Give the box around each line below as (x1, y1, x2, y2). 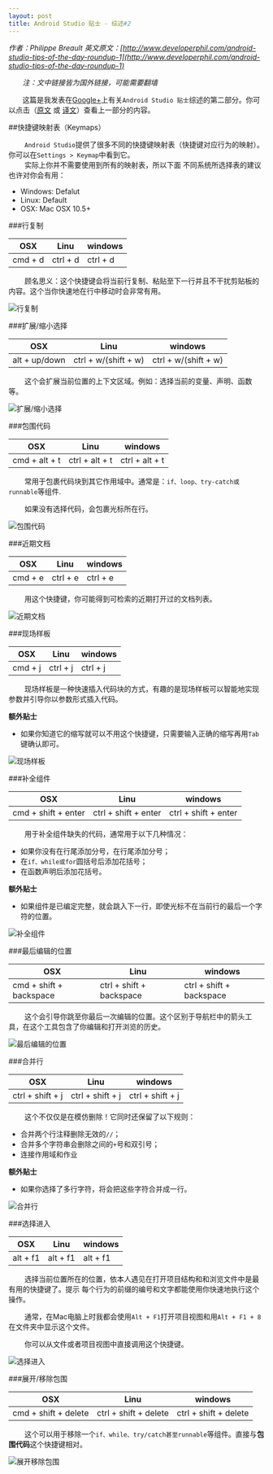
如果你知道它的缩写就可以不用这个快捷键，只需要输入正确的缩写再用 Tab (19, 728, 260, 738)
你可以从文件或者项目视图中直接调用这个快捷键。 (24, 1339, 188, 1349)
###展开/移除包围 (8, 1373, 67, 1384)
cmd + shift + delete (12, 1407, 89, 1419)
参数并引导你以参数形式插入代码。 (8, 693, 123, 704)
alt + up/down (12, 354, 66, 365)
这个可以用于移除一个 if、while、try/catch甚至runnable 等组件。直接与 (24, 1429, 258, 1439)
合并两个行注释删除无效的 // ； (19, 1129, 121, 1139)
